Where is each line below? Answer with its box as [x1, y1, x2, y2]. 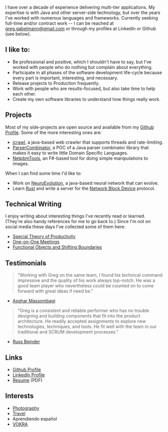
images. [12, 160, 29, 166]
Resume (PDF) [12, 377, 43, 383]
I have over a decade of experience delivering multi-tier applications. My [5, 5, 155, 10]
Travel [12, 410, 26, 416]
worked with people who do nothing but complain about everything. [12, 64, 153, 70]
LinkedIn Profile [12, 372, 45, 378]
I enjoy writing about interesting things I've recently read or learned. [5, 213, 145, 219]
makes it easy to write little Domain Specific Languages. [12, 150, 128, 156]
